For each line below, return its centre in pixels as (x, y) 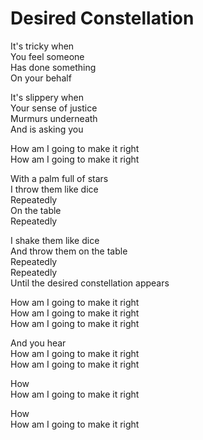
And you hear (38, 343)
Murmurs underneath (54, 118)
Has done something (53, 67)
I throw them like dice (54, 189)
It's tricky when (42, 46)
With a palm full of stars (59, 178)
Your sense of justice (54, 108)
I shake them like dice (55, 240)
